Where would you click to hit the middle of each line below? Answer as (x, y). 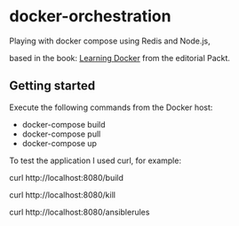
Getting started (52, 86)
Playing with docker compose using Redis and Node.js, (110, 41)
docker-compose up (60, 143)
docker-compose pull (61, 134)
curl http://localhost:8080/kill (62, 195)
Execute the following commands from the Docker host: (111, 107)
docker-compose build (64, 124)
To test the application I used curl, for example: (96, 160)
